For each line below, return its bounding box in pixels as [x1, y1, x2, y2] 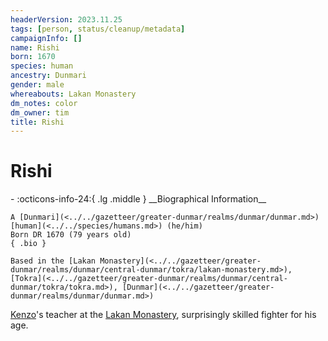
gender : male [10, 80, 65, 90]
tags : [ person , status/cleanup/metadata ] [10, 24, 186, 34]
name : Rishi [10, 42, 60, 53]
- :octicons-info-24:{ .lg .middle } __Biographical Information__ [10, 193, 267, 205]
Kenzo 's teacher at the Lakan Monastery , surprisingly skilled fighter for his [10, 309, 317, 321]
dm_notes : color [10, 98, 78, 108]
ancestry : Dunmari [10, 71, 87, 81]
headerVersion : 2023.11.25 [10, 14, 123, 25]
